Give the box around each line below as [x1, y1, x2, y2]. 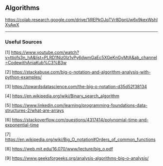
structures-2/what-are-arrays [5, 107, 64, 113]
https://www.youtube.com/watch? [11, 49, 79, 55]
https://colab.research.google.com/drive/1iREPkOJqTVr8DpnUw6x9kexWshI [5, 16, 158, 22]
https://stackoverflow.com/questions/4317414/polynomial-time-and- [12, 117, 149, 123]
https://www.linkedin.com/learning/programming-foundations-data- [12, 103, 148, 108]
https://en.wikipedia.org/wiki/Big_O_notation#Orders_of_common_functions [5, 136, 156, 142]
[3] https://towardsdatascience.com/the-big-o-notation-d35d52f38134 [5, 84, 147, 90]
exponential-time [5, 122, 39, 128]
